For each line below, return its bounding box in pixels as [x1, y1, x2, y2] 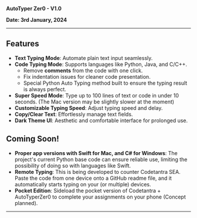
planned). [14, 199, 38, 206]
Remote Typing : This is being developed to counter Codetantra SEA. [14, 168, 181, 175]
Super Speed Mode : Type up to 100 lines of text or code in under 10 [14, 92, 179, 99]
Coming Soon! [6, 134, 60, 144]
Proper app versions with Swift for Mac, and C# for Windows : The [14, 149, 178, 156]
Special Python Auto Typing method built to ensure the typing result [23, 79, 188, 86]
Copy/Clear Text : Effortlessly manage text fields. [14, 110, 133, 118]
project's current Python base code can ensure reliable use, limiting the [14, 156, 188, 163]
